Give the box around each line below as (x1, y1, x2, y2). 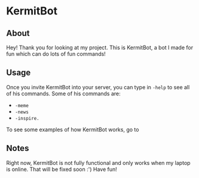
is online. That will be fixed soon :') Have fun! (6, 165, 118, 173)
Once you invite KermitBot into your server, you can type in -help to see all (6, 83, 190, 90)
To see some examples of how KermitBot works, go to (6, 126, 139, 133)
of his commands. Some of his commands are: (6, 90, 121, 97)
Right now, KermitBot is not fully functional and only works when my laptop (6, 159, 191, 166)
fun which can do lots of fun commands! (6, 50, 106, 58)
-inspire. (14, 115, 40, 121)
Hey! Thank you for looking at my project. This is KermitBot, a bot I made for (6, 44, 193, 51)
